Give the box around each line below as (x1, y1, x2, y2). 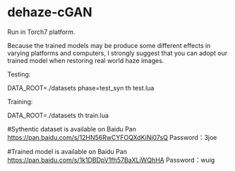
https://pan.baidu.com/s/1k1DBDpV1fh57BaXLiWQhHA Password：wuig (7, 155, 215, 164)
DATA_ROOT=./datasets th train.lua (7, 111, 109, 119)
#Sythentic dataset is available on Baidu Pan (7, 124, 136, 133)
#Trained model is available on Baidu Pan (7, 147, 127, 155)
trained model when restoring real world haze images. (7, 56, 164, 64)
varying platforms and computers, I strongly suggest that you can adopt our (7, 49, 228, 57)
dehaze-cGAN (7, 4, 93, 20)
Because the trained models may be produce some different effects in (7, 41, 211, 49)
